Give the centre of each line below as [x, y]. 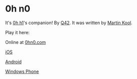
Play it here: [18, 32]
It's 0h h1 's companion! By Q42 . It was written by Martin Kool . [69, 23]
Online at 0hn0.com [26, 42]
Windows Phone [22, 71]
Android [13, 61]
